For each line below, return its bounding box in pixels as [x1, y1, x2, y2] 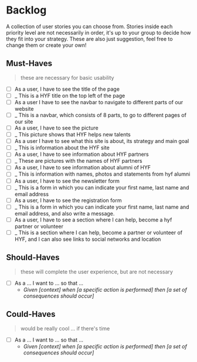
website [14, 105, 34, 112]
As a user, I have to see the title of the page [14, 86, 120, 93]
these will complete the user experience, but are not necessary [20, 268, 173, 275]
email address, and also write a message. [14, 210, 115, 217]
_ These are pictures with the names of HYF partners [14, 158, 142, 165]
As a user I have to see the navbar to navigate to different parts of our [14, 98, 184, 105]
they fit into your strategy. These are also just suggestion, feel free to [6, 35, 173, 42]
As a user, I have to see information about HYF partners [14, 151, 149, 158]
